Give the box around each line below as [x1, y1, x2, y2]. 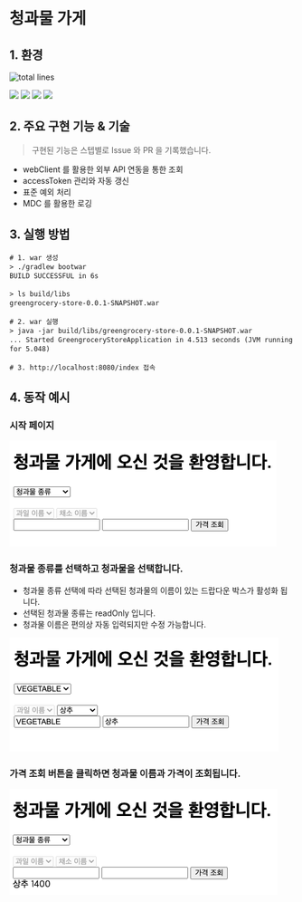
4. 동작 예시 [9, 390, 71, 406]
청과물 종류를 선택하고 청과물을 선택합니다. [9, 562, 184, 575]
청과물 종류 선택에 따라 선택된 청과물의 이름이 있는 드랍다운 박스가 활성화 [22, 585, 278, 596]
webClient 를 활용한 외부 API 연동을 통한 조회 [22, 164, 184, 175]
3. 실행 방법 [9, 227, 71, 243]
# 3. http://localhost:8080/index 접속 [9, 363, 156, 372]
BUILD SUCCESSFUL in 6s [9, 271, 99, 281]
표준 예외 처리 [22, 187, 71, 197]
